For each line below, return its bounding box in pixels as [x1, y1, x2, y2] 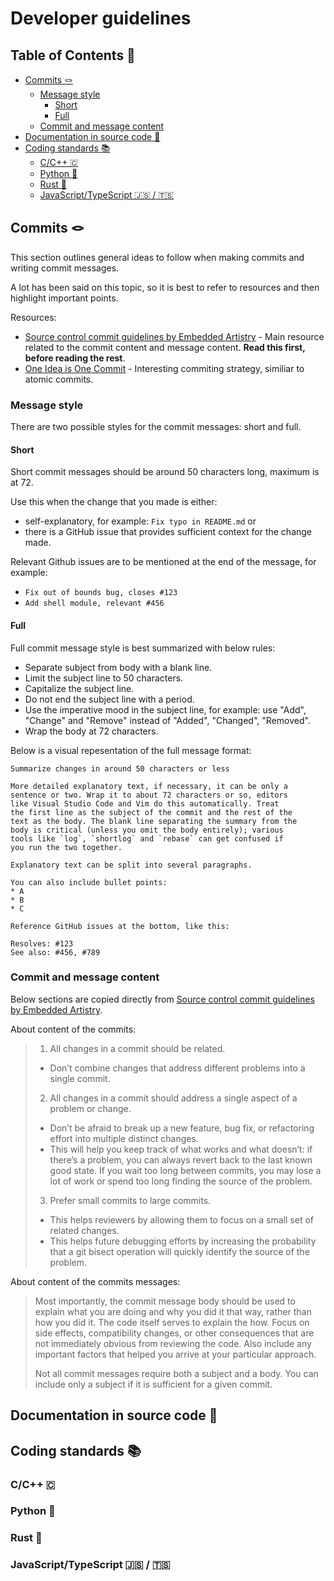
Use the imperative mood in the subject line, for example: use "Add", [24, 703, 307, 716]
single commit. [49, 1072, 111, 1084]
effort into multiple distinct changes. [49, 1132, 199, 1144]
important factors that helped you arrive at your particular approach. [34, 1348, 317, 1360]
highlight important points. [10, 292, 119, 304]
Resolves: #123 [10, 938, 74, 949]
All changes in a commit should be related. [49, 1042, 226, 1054]
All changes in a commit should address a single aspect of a [49, 1092, 298, 1104]
